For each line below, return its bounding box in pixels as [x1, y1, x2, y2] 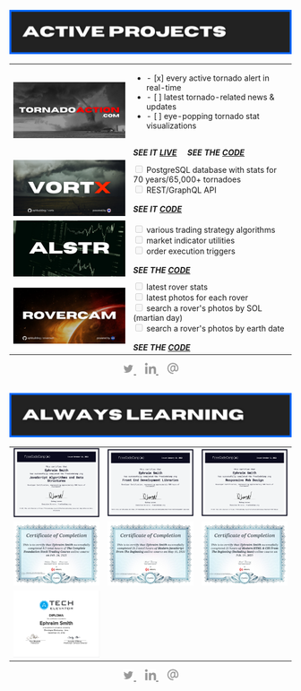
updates [146, 100, 177, 112]
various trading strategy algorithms [146, 225, 276, 235]
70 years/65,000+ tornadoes [133, 174, 242, 185]
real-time [146, 82, 182, 92]
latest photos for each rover [146, 292, 249, 303]
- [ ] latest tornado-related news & [146, 91, 275, 102]
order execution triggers [146, 246, 236, 256]
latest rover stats [146, 281, 209, 292]
